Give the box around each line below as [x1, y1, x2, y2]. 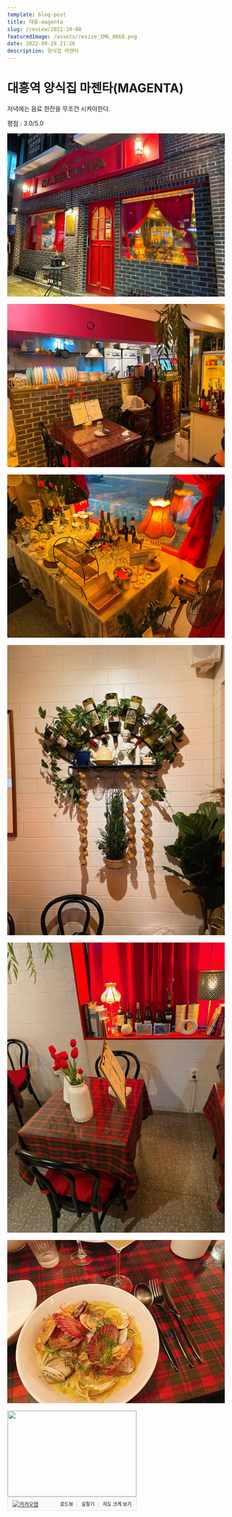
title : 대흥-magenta [7, 18, 64, 26]
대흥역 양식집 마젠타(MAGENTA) [7, 80, 184, 96]
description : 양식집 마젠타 [7, 48, 79, 55]
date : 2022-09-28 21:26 [7, 40, 76, 48]
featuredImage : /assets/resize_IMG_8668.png [7, 33, 137, 40]
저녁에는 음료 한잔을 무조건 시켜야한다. [7, 104, 110, 113]
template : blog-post [7, 11, 67, 18]
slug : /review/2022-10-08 [7, 26, 81, 32]
